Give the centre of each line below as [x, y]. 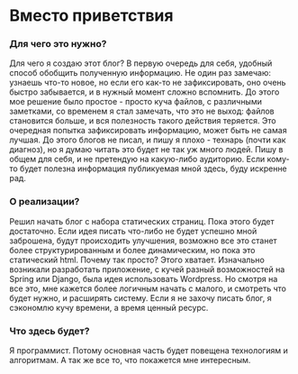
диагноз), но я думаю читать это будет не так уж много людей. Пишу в [146, 150]
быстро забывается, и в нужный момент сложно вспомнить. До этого [144, 92]
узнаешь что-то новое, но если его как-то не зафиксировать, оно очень [148, 83]
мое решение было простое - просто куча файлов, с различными [136, 102]
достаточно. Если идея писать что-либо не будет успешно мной [133, 231]
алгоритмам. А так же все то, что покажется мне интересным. [130, 360]
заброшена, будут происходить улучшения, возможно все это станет [143, 241]
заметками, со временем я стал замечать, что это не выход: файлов [142, 111]
